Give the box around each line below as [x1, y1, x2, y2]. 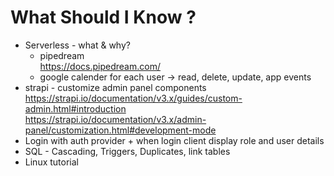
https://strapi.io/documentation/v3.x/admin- [24, 113, 207, 125]
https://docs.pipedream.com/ [39, 60, 161, 72]
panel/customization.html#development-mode [24, 124, 217, 136]
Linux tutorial [24, 156, 79, 168]
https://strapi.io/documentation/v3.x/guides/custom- [24, 92, 243, 104]
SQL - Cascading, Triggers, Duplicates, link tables [24, 145, 231, 157]
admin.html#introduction [24, 102, 127, 115]
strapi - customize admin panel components [24, 81, 207, 93]
